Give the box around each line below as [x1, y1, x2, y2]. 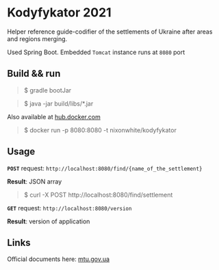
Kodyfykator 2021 [7, 5, 112, 21]
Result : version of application [7, 217, 90, 225]
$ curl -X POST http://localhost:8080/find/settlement [23, 191, 173, 199]
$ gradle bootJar [23, 86, 72, 94]
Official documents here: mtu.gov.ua [7, 255, 110, 263]
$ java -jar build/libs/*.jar [23, 99, 94, 108]
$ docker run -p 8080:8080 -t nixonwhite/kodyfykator [23, 125, 177, 134]
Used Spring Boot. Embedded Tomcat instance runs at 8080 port [7, 48, 185, 56]
